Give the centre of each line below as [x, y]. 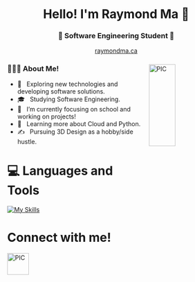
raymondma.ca [116, 51]
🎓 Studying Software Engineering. [69, 99]
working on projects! [46, 116]
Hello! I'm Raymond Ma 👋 [116, 14]
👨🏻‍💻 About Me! [33, 69]
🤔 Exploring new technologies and [67, 84]
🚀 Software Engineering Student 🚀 [116, 36]
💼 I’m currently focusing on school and [74, 109]
